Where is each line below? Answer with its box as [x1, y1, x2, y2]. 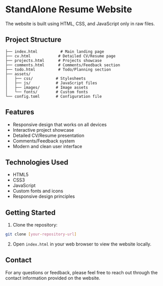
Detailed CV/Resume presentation [12, 132, 85, 138]
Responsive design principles [12, 193, 75, 199]
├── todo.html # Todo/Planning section [5, 67, 111, 72]
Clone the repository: [12, 222, 58, 228]
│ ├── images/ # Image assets [5, 85, 88, 90]
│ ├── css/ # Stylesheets [5, 76, 86, 81]
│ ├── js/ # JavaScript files [5, 80, 97, 86]
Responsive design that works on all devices [12, 121, 107, 128]
